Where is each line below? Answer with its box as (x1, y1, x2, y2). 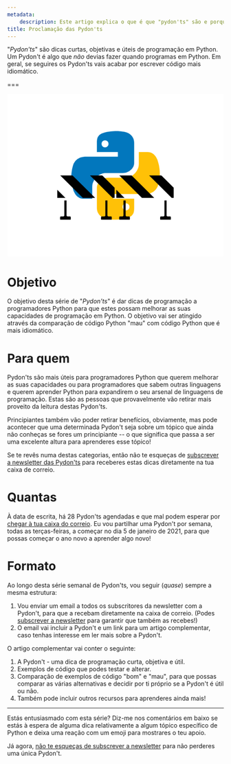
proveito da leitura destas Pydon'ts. (7, 402, 108, 411)
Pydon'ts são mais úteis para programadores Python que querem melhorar (7, 373, 219, 382)
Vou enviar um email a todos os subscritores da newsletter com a (16, 602, 203, 610)
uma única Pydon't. (7, 750, 62, 758)
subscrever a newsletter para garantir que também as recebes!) (16, 616, 198, 625)
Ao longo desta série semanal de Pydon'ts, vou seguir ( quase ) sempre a (7, 581, 212, 589)
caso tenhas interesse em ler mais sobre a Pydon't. (16, 631, 163, 640)
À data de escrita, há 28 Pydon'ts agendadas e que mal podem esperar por (7, 512, 221, 521)
